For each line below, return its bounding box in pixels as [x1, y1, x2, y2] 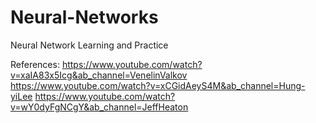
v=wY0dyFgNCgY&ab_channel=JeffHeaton [10, 101, 189, 113]
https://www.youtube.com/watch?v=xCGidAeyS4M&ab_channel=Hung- [10, 79, 306, 91]
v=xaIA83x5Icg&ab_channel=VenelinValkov [10, 69, 188, 81]
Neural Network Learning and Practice [10, 39, 169, 51]
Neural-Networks [10, 6, 159, 29]
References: [10, 58, 60, 70]
